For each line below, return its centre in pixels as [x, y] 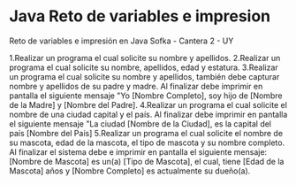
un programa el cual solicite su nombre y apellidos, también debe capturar [144, 76]
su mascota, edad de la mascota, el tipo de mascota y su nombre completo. [147, 143]
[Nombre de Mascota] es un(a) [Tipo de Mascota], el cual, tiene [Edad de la [147, 161]
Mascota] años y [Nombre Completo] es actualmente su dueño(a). [130, 171]
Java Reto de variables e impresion [140, 16]
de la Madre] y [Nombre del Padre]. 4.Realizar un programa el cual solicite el [148, 104]
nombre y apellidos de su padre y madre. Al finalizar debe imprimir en [136, 86]
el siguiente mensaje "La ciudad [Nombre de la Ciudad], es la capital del [140, 123]
